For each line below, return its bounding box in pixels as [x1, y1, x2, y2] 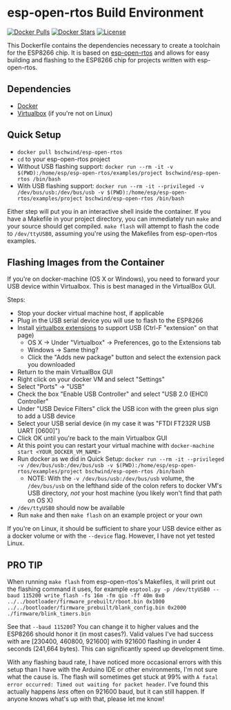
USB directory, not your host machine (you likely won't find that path [27, 489, 222, 498]
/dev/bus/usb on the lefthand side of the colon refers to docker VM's [27, 482, 223, 490]
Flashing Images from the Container [7, 256, 165, 268]
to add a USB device [17, 412, 76, 420]
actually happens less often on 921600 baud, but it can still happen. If [7, 687, 205, 696]
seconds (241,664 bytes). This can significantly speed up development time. [7, 645, 225, 653]
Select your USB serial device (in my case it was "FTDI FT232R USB [17, 419, 211, 428]
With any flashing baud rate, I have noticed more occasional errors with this [7, 658, 222, 666]
